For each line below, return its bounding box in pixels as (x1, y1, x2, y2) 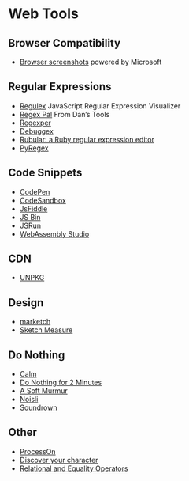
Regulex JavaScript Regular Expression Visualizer (19, 100, 181, 111)
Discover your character (19, 455, 98, 464)
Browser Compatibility (8, 36, 120, 50)
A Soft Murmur (19, 386, 69, 396)
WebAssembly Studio (19, 229, 90, 238)
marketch (19, 317, 51, 327)
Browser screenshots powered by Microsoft (19, 57, 162, 66)
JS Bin (19, 212, 41, 222)
